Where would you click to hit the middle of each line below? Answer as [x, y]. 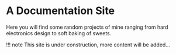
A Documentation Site [61, 11]
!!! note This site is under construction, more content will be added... [88, 45]
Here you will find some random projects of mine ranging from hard [87, 27]
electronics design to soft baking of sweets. [59, 33]
